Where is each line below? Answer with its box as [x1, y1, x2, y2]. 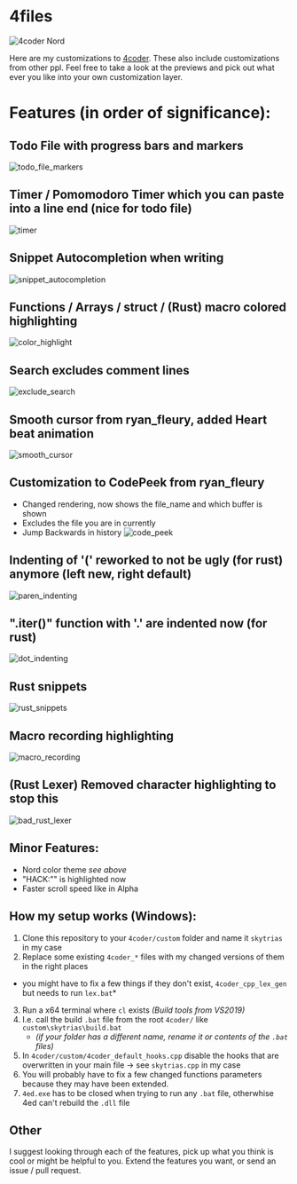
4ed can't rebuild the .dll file [21, 1097, 130, 1108]
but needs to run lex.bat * [21, 987, 117, 998]
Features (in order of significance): [9, 103, 271, 123]
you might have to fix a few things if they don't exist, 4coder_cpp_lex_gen [21, 978, 287, 989]
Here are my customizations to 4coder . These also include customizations [9, 52, 280, 63]
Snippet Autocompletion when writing [9, 250, 224, 265]
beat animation [9, 426, 95, 441]
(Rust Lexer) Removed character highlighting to [9, 777, 277, 793]
